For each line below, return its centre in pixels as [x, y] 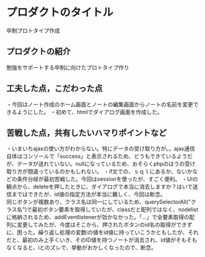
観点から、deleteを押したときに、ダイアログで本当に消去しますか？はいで [100, 187]
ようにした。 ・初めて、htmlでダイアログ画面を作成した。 [90, 112]
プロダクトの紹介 [38, 51]
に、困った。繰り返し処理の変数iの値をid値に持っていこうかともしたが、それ [103, 233]
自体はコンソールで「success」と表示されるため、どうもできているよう [97, 157]
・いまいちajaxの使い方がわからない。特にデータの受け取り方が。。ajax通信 [101, 149]
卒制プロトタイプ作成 [33, 30]
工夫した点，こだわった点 [54, 89]
